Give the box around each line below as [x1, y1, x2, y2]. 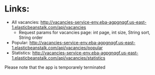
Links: [4, 3, 30, 14]
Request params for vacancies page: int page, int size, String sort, [18, 29, 151, 35]
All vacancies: [11, 19, 40, 25]
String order [18, 35, 43, 40]
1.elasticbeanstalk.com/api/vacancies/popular [11, 45, 103, 50]
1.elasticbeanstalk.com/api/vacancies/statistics [11, 55, 106, 61]
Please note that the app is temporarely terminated [4, 64, 106, 70]
